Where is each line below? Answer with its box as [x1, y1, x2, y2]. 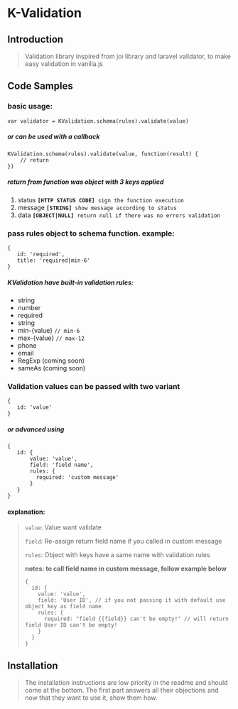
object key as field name [24, 603, 102, 610]
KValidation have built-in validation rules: [7, 278, 134, 287]
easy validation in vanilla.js [24, 60, 103, 68]
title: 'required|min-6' [16, 257, 91, 264]
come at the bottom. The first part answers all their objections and [24, 686, 219, 695]
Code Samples [7, 80, 73, 92]
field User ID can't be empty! [24, 622, 118, 629]
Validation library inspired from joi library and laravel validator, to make [24, 52, 232, 60]
